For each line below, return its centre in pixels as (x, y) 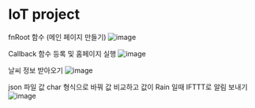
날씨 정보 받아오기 (36, 70)
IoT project (44, 14)
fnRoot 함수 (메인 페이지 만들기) (57, 37)
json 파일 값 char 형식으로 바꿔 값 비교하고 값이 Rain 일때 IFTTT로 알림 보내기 (128, 87)
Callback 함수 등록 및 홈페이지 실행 (62, 53)
